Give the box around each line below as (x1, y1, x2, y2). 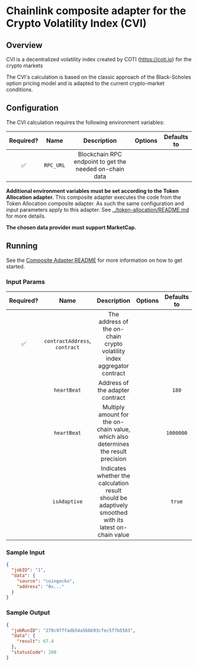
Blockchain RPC (78, 150, 123, 158)
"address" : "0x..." (16, 583, 65, 589)
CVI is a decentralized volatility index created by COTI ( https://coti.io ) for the (6, 56, 192, 63)
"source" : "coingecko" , (16, 578, 75, 584)
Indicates (101, 464, 127, 473)
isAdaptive (52, 498, 83, 505)
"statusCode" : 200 (11, 649, 57, 655)
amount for (98, 410, 129, 418)
